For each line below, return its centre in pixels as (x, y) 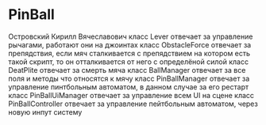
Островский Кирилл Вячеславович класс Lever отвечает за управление (131, 36)
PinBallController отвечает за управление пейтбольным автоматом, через (133, 104)
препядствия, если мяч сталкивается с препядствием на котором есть (129, 53)
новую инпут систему (45, 112)
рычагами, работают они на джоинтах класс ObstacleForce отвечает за (130, 44)
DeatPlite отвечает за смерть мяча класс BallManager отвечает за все (127, 70)
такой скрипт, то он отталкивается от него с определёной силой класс (128, 62)
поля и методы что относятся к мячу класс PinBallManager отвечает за (129, 78)
